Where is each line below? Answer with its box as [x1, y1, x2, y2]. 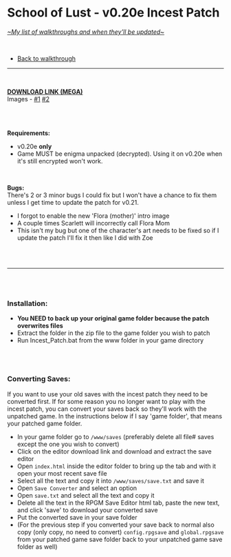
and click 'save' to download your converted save [16, 505, 158, 514]
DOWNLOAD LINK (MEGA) [7, 88, 83, 96]
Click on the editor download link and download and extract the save [16, 447, 212, 456]
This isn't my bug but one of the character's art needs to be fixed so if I [16, 226, 219, 234]
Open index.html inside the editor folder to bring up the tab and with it [16, 462, 217, 470]
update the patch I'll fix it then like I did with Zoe [16, 233, 153, 242]
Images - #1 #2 [7, 94, 50, 103]
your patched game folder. [7, 419, 82, 427]
